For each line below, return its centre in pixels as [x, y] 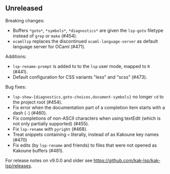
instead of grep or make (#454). [45, 36]
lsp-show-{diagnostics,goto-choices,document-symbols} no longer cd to [88, 96]
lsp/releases [18, 166]
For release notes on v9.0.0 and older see [49, 160]
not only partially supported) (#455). [51, 123]
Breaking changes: [25, 20]
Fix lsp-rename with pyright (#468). [50, 129]
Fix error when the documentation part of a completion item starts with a [89, 107]
